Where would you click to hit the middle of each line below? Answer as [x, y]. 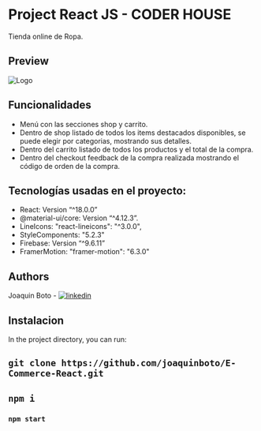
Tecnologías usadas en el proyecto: [97, 191]
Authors [29, 277]
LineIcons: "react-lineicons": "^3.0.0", [80, 227]
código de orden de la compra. [70, 166]
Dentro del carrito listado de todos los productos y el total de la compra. [136, 149]
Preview [29, 61]
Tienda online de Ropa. [46, 36]
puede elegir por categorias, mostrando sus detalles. [105, 141]
